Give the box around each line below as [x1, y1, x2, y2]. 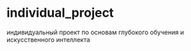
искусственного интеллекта [6, 35, 90, 43]
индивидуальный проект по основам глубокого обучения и [6, 28, 185, 36]
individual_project [6, 5, 114, 21]
